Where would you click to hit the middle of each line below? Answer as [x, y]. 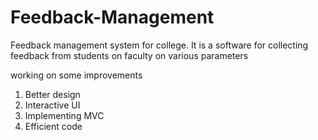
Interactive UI [52, 105]
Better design [52, 94]
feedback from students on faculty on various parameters [129, 55]
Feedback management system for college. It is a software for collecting [159, 45]
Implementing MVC [64, 115]
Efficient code [53, 126]
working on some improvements [76, 75]
